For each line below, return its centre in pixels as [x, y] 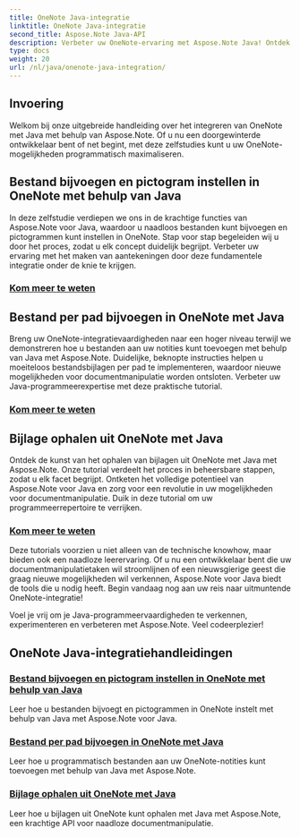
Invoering [37, 104]
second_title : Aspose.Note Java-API [77, 34]
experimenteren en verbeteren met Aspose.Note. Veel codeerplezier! [137, 625]
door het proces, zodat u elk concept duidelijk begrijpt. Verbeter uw [134, 246]
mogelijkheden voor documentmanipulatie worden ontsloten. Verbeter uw [145, 377]
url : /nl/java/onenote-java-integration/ [88, 68]
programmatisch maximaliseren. [125, 154]
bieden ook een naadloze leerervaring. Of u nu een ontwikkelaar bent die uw [150, 559]
